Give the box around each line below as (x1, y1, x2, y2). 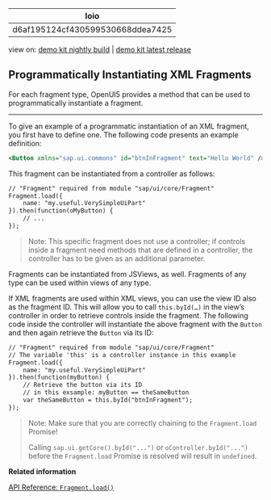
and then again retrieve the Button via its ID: (8, 327, 154, 338)
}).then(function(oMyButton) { (8, 207, 114, 215)
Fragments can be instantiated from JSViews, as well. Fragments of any (8, 269, 247, 279)
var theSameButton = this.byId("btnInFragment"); (23, 396, 194, 405)
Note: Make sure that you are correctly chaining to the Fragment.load (27, 418, 257, 427)
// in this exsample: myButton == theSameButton (23, 389, 190, 397)
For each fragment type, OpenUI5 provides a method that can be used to (8, 89, 251, 99)
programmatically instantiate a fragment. (8, 98, 144, 107)
